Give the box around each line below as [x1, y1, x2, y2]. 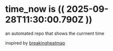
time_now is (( [5, 3, 65, 15]
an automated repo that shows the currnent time [5, 30, 105, 36]
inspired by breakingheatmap [5, 40, 66, 46]
